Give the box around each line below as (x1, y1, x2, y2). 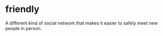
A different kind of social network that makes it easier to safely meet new (5, 20, 158, 26)
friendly (5, 3, 40, 15)
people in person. (5, 25, 42, 31)
